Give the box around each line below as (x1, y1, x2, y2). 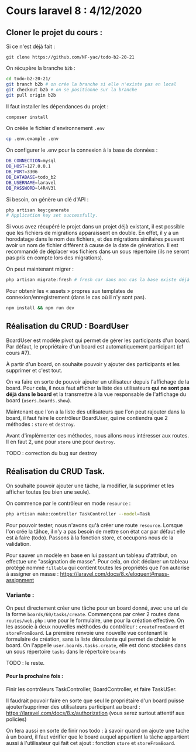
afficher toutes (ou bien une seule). (6, 488, 91, 495)
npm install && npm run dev (6, 305, 75, 311)
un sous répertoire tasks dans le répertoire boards (6, 648, 126, 655)
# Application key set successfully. (6, 213, 98, 218)
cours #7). (6, 349, 31, 356)
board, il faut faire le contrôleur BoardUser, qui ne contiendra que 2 (6, 414, 168, 421)
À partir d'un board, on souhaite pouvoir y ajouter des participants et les (6, 360, 180, 367)
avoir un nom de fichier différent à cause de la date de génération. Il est (6, 242, 178, 249)
